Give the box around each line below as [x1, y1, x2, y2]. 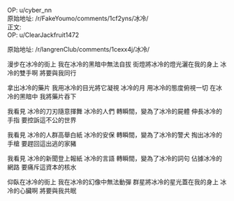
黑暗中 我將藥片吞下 [19, 92, 77, 100]
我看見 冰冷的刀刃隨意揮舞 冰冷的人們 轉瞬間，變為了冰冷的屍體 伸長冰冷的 [7, 107, 222, 115]
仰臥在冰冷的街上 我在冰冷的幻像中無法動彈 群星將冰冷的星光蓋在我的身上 [7, 178, 219, 186]
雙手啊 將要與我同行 [19, 69, 77, 77]
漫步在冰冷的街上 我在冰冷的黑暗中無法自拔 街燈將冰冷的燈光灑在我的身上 [7, 60, 219, 68]
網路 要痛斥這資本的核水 [7, 163, 77, 171]
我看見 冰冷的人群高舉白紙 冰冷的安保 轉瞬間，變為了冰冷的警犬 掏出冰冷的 [7, 131, 222, 139]
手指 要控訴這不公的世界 [7, 116, 77, 124]
